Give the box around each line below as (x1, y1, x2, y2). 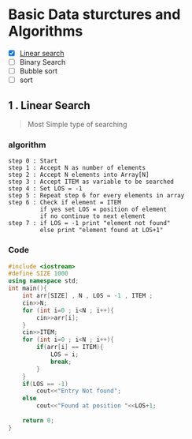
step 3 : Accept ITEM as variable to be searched (8, 178, 175, 186)
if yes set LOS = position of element (39, 205, 168, 214)
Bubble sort (19, 66, 57, 76)
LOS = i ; (50, 351, 79, 358)
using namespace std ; (8, 277, 79, 285)
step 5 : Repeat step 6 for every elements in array (8, 192, 185, 200)
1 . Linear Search (8, 99, 90, 112)
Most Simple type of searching (27, 120, 127, 129)
